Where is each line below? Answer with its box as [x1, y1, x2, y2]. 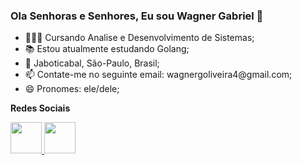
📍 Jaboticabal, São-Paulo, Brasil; [24, 57, 160, 69]
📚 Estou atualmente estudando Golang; [24, 43, 190, 55]
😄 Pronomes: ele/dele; [24, 83, 120, 95]
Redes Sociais [10, 102, 71, 114]
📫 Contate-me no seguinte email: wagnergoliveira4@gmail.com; [24, 69, 293, 81]
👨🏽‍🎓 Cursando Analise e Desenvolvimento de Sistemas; [24, 32, 255, 44]
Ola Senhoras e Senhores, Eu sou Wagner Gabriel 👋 [10, 9, 264, 23]
